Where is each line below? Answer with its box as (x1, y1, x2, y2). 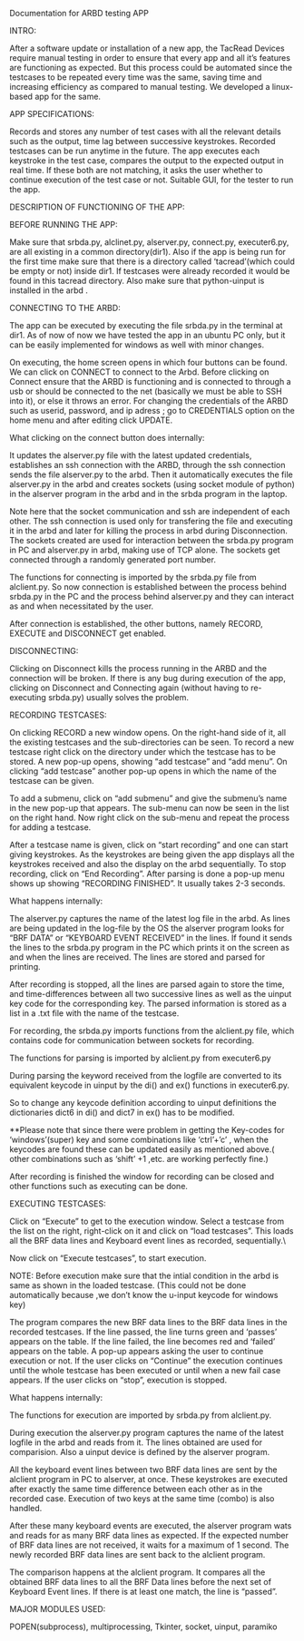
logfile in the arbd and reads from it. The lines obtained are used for (9, 1437, 263, 1448)
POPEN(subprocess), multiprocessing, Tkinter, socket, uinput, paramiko (9, 1621, 278, 1632)
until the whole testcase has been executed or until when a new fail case (9, 1365, 281, 1375)
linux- (271, 82, 294, 92)
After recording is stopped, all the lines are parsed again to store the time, (9, 979, 285, 990)
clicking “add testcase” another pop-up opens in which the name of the (9, 766, 277, 777)
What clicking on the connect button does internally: (9, 433, 205, 443)
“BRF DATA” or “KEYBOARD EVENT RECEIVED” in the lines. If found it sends (9, 933, 293, 943)
